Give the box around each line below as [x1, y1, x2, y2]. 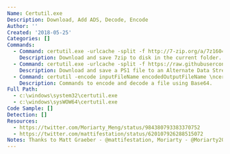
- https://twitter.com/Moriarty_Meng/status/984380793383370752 [13, 124, 201, 131]
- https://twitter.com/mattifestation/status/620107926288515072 [13, 130, 204, 137]
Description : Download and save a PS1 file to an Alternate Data [19, 67, 210, 74]
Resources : [7, 117, 38, 125]
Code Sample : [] [7, 105, 53, 112]
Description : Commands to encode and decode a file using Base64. [19, 80, 213, 87]
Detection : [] [7, 111, 48, 118]
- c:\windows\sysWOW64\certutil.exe [13, 99, 118, 106]
